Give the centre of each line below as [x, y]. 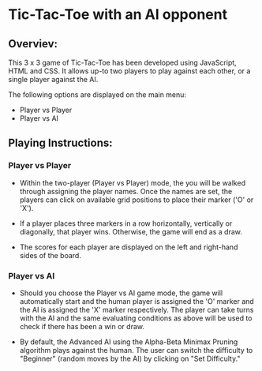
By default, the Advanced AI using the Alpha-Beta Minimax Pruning [129, 342]
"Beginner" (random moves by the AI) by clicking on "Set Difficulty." [130, 358]
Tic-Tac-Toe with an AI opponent [118, 15]
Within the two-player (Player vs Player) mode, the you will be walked [133, 182]
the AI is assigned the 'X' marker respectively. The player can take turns [137, 309]
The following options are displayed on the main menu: [97, 95]
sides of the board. [50, 255]
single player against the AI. [53, 79]
